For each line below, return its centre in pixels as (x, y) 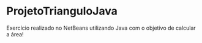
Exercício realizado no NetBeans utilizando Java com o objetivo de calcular (101, 28)
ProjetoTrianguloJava (62, 11)
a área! (15, 34)
